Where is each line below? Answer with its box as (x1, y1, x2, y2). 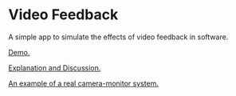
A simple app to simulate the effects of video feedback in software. (8, 32, 229, 42)
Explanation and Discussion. (8, 62, 101, 73)
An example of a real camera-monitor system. (8, 78, 159, 88)
